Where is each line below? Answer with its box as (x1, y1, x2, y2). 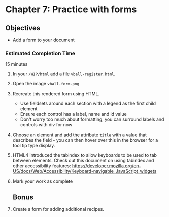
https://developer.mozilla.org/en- (72, 163, 141, 169)
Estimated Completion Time (5, 50, 75, 57)
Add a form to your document (12, 37, 75, 43)
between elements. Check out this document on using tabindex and (12, 158, 154, 164)
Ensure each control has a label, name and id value (20, 111, 127, 117)
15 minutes (5, 61, 28, 67)
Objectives (5, 24, 41, 32)
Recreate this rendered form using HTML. (12, 91, 100, 97)
